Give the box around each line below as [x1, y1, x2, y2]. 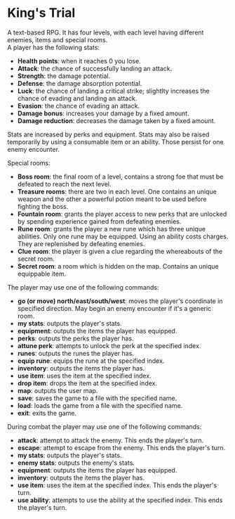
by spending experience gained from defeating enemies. [17, 217, 182, 226]
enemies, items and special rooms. [7, 35, 108, 44]
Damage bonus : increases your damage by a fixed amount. [17, 109, 189, 117]
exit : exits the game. [17, 409, 77, 417]
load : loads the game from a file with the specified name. [17, 401, 183, 409]
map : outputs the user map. [17, 386, 98, 395]
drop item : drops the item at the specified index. [17, 378, 158, 387]
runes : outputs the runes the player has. [17, 349, 135, 357]
